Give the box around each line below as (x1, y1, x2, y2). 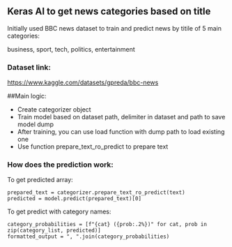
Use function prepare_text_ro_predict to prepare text (17, 142, 169, 151)
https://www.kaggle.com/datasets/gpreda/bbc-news (7, 78, 159, 87)
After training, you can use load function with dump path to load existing (17, 128, 225, 136)
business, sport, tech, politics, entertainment (7, 45, 136, 53)
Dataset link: (7, 62, 51, 72)
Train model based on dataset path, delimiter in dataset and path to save (17, 113, 226, 121)
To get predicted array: (7, 176, 73, 184)
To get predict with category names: (7, 207, 111, 216)
